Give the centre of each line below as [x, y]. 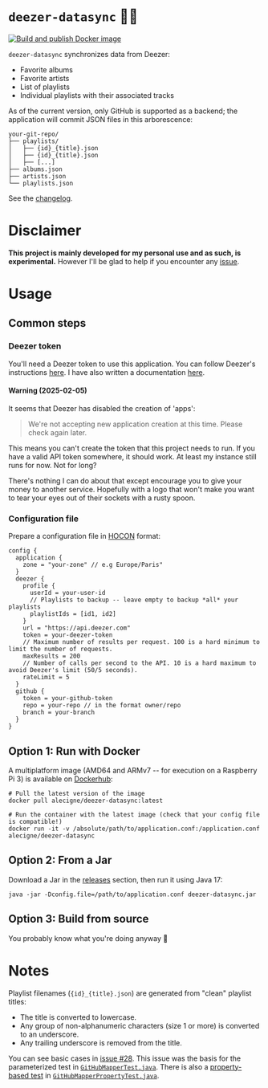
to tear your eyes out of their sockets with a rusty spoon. [102, 498]
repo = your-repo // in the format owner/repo [102, 706]
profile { [39, 586]
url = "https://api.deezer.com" [77, 628]
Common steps [47, 323]
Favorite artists [45, 78]
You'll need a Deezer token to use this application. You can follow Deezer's [132, 364]
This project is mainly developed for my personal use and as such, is [125, 253]
